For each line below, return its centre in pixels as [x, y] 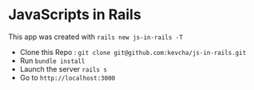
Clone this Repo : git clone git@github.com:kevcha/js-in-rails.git [133, 52]
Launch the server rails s [63, 68]
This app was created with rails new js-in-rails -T [96, 37]
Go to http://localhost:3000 [67, 77]
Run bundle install [52, 61]
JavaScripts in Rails [75, 15]
